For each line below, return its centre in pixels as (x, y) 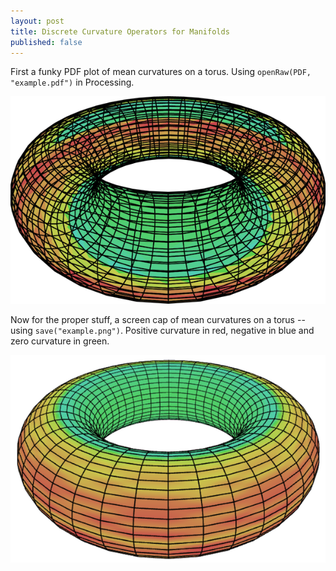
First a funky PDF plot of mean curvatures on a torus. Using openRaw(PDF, (161, 72)
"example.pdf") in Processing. (72, 82)
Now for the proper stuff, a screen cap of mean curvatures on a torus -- (158, 320)
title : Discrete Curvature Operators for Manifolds (120, 31)
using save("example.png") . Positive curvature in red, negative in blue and (162, 331)
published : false (46, 42)
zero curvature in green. (60, 341)
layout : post (37, 21)
